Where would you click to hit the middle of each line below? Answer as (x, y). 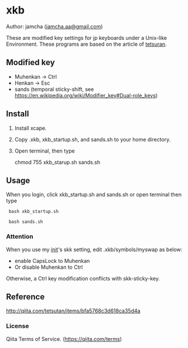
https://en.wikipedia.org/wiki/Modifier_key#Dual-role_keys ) (86, 95)
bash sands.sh (26, 222)
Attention (20, 236)
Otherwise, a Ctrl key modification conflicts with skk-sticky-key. (83, 278)
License (18, 326)
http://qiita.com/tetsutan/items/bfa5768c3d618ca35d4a (73, 311)
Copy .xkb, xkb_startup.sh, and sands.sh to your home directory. (93, 139)
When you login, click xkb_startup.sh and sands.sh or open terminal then (94, 195)
